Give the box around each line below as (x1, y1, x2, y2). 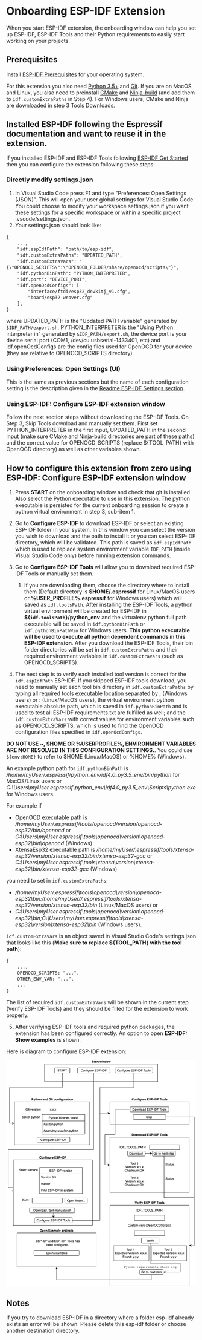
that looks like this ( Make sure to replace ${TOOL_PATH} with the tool (6, 939, 182, 946)
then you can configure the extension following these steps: (6, 160, 156, 168)
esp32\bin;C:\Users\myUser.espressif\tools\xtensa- (14, 915, 144, 922)
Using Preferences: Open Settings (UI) (6, 364, 121, 373)
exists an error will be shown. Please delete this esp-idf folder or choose (6, 1321, 186, 1328)
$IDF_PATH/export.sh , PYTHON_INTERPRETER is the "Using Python (6, 324, 174, 331)
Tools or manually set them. (25, 570, 94, 577)
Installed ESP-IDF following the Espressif (6, 119, 163, 129)
